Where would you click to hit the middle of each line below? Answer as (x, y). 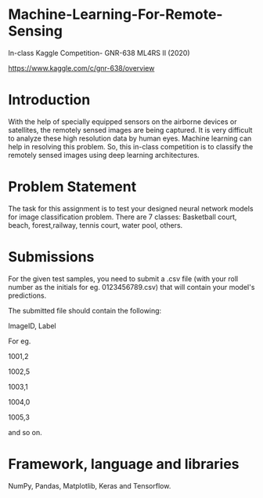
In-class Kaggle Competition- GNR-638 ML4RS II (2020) (99, 53)
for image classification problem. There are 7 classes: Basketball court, (122, 217)
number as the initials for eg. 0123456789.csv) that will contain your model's (131, 287)
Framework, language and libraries (124, 464)
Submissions (51, 257)
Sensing (35, 31)
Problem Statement (72, 187)
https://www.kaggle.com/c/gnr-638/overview (81, 68)
